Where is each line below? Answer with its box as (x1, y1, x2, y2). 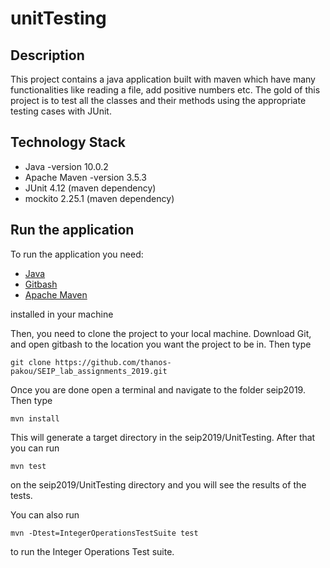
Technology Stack (10, 134, 126, 151)
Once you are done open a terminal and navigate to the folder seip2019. (10, 383, 306, 396)
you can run (10, 442, 60, 454)
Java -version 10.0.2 (24, 160, 109, 172)
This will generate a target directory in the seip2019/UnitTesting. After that (10, 431, 316, 443)
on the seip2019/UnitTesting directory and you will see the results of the (10, 478, 307, 491)
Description (10, 47, 85, 64)
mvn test (10, 461, 47, 471)
